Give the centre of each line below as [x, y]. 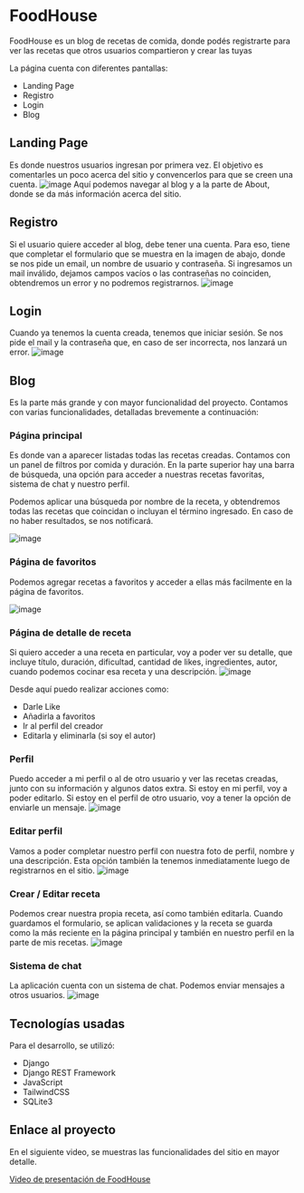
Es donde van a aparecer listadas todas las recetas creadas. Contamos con [150, 455]
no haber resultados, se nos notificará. [81, 521]
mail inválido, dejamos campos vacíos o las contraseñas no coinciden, [140, 273]
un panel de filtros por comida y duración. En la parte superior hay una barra [152, 465]
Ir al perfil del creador [63, 726]
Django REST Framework [69, 1073]
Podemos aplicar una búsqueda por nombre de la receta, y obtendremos [145, 502]
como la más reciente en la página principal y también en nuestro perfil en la [152, 932]
